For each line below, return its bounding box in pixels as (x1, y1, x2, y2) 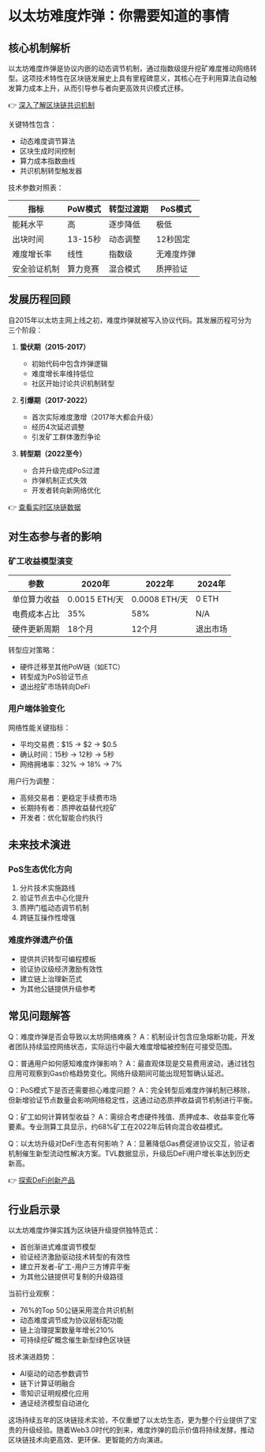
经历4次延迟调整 (31, 422, 85, 431)
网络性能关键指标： (8, 722, 71, 732)
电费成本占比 (12, 608, 61, 620)
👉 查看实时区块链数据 (8, 502, 81, 511)
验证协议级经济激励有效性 (19, 964, 103, 973)
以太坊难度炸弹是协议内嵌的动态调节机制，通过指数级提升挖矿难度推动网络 (8, 64, 250, 73)
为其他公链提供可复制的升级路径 (19, 1272, 124, 1282)
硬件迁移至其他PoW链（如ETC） (19, 662, 125, 671)
